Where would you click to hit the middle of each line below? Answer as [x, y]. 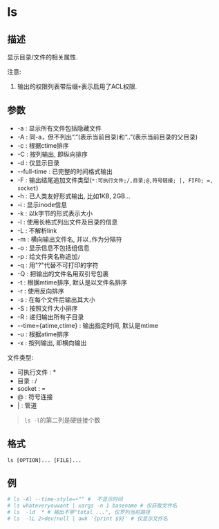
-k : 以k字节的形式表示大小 [55, 213]
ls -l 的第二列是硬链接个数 [62, 420]
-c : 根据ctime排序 [43, 145]
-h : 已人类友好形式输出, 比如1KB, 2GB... [74, 196]
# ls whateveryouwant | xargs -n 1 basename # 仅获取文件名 [92, 506]
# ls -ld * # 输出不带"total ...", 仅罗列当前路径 [79, 512]
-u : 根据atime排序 [43, 334]
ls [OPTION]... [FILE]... [44, 460]
